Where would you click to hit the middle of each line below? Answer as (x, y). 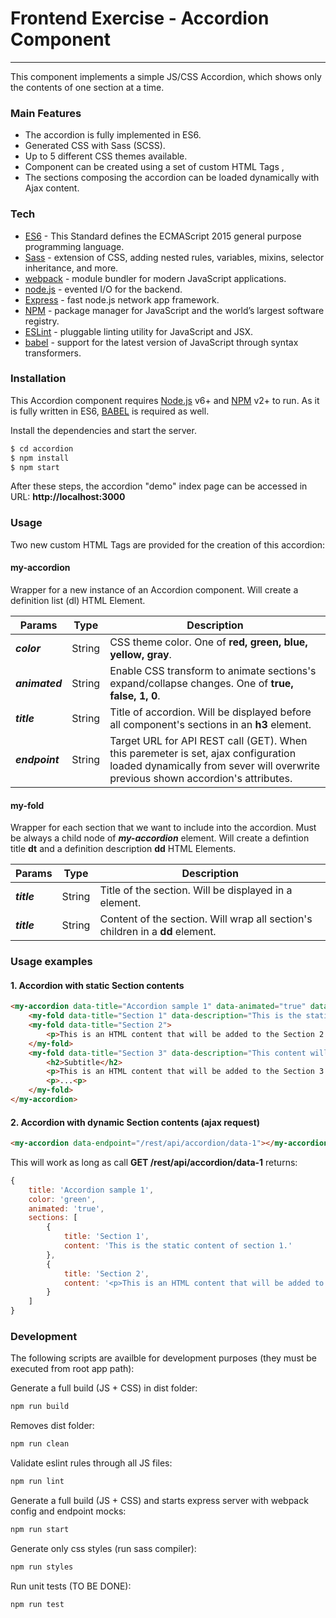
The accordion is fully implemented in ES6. (113, 135)
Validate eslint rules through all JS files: (91, 1463)
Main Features (46, 113)
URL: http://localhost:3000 (68, 497)
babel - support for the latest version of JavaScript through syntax (161, 342)
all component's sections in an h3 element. (210, 724)
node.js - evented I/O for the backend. (103, 289)
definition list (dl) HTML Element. (78, 600)
